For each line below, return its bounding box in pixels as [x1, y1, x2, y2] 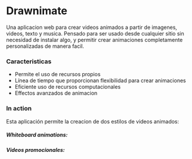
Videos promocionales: [6, 146, 65, 153]
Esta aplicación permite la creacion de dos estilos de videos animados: [6, 118, 180, 125]
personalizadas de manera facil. [6, 43, 84, 50]
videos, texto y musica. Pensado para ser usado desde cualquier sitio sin [6, 30, 185, 37]
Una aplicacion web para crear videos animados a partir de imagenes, [6, 24, 178, 31]
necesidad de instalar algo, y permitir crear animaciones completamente [6, 36, 183, 43]
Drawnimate [6, 4, 68, 18]
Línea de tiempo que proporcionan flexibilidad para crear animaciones [14, 77, 186, 84]
